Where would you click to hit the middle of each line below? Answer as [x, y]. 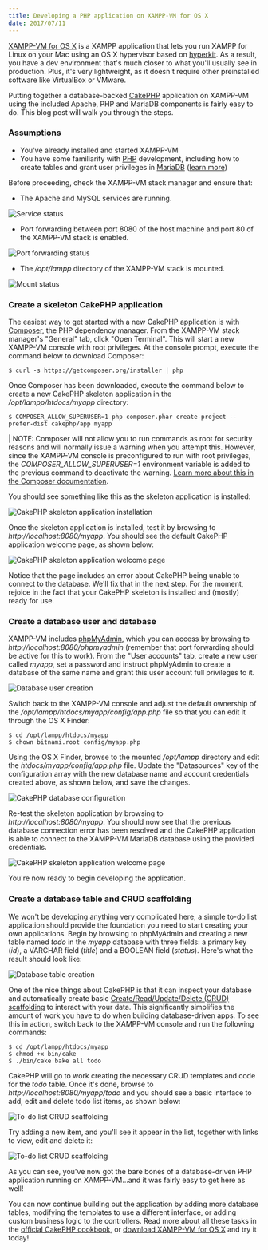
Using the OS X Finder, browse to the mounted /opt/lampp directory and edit [134, 757]
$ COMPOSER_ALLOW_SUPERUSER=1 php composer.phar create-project [117, 417]
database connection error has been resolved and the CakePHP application [132, 830]
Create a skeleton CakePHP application [86, 304]
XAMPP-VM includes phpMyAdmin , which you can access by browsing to [129, 639]
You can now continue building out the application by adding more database [134, 1204]
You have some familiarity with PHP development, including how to [130, 158]
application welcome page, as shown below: [81, 544]
